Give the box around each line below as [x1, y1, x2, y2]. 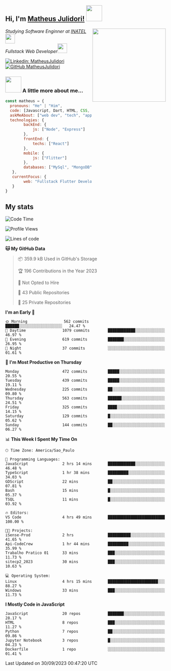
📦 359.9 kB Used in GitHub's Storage [17, 256, 98, 262]
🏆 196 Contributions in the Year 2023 [17, 268, 98, 274]
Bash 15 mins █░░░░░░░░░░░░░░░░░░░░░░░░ [5, 488, 165, 493]
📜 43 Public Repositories [17, 290, 70, 296]
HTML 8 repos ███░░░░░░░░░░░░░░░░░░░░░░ [5, 620, 165, 625]
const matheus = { [5, 99, 44, 104]
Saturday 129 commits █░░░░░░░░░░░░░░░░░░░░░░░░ [5, 413, 165, 419]
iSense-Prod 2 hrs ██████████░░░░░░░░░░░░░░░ [5, 533, 165, 538]
